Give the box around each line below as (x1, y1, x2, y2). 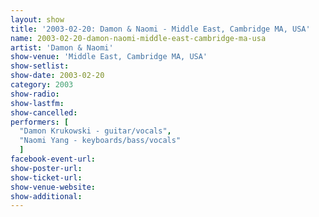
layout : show (10, 14, 65, 25)
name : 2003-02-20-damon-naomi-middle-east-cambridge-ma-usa (10, 33, 267, 43)
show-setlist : (10, 61, 70, 71)
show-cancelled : (10, 107, 78, 118)
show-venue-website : (10, 182, 97, 192)
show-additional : (10, 191, 83, 201)
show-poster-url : (10, 163, 83, 173)
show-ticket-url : (10, 172, 83, 183)
